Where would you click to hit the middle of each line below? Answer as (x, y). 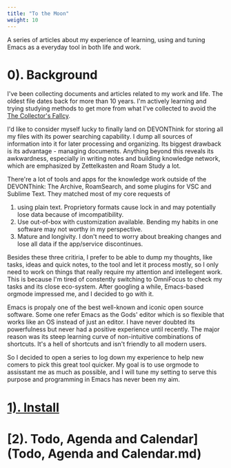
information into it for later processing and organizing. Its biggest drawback (114, 144)
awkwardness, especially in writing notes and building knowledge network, (114, 159)
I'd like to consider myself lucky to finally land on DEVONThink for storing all (115, 129)
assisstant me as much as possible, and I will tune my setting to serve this (112, 372)
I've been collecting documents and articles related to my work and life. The (115, 94)
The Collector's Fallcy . (39, 116)
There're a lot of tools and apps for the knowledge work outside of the (107, 179)
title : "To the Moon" (38, 13)
